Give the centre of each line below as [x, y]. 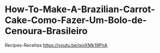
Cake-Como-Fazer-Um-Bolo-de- [76, 20]
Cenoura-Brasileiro [46, 31]
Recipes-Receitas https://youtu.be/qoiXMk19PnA [56, 45]
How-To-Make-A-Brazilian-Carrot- [80, 9]
